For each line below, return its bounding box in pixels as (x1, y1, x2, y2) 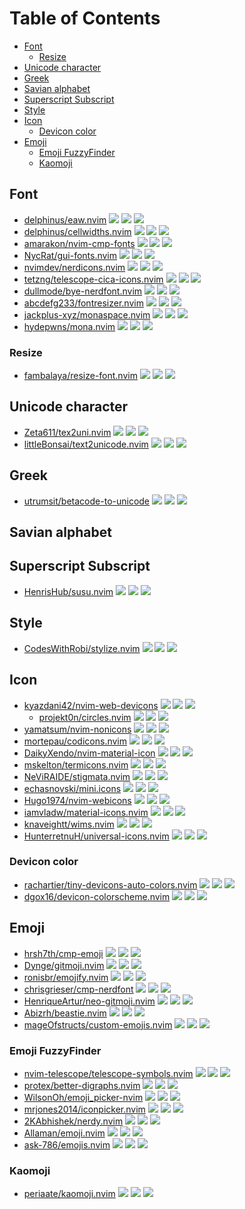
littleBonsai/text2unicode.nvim (23, 438, 149, 450)
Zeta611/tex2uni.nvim (23, 426, 112, 438)
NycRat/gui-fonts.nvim (23, 249, 118, 261)
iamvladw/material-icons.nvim (23, 806, 149, 818)
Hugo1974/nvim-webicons (23, 794, 132, 806)
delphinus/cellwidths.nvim (23, 225, 132, 237)
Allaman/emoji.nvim (23, 1127, 106, 1139)
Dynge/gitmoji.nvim (23, 959, 105, 971)
